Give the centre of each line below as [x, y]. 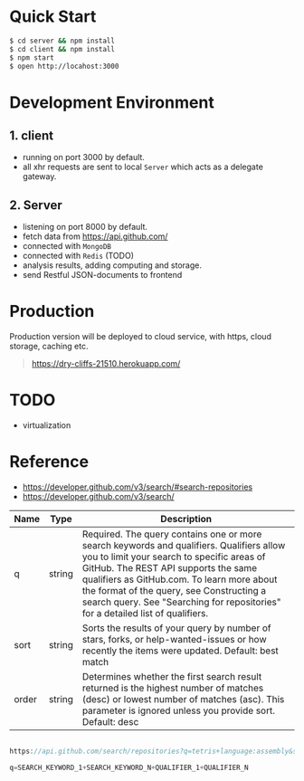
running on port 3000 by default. [83, 157]
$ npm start [32, 57]
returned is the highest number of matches [173, 688]
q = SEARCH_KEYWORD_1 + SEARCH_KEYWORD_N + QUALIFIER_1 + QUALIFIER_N [129, 767]
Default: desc [110, 722]
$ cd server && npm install [62, 41]
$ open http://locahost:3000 [64, 66]
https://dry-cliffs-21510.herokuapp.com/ [106, 364]
